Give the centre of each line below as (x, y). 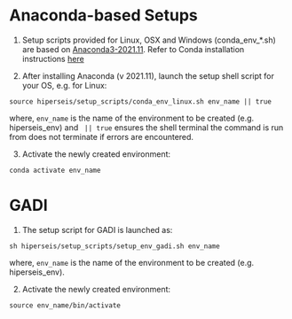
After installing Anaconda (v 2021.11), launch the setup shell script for (148, 75)
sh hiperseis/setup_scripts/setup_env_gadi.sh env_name (114, 246)
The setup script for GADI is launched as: (97, 230)
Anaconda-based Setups (103, 16)
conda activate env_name (55, 170)
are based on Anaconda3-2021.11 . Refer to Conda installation (133, 49)
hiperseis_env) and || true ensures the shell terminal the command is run (146, 127)
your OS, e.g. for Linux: (64, 85)
